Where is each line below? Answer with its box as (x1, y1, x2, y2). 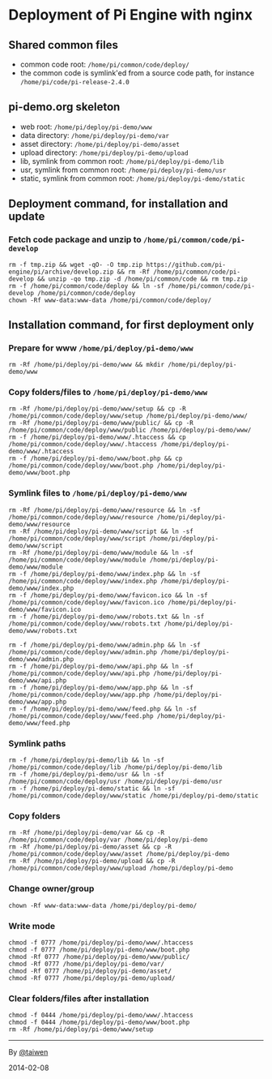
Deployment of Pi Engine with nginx (8, 6, 253, 24)
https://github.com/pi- (146, 260, 227, 269)
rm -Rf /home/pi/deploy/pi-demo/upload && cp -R (8, 858, 176, 866)
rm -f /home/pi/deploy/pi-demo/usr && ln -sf (8, 771, 164, 779)
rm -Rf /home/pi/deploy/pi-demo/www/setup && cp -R (8, 405, 186, 413)
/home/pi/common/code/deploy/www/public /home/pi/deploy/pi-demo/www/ (8, 426, 252, 435)
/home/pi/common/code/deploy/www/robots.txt (8, 619, 161, 628)
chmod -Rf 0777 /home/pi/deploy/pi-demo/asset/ (8, 967, 172, 975)
